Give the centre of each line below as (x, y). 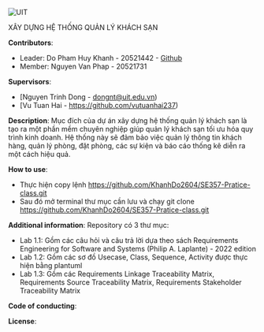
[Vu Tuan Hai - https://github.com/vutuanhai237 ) (99, 105)
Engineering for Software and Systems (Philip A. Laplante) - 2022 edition (138, 249)
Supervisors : (30, 82)
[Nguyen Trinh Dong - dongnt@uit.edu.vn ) (88, 97)
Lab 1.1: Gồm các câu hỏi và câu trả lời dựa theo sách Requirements (129, 240)
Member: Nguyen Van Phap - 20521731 (83, 66)
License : (22, 321)
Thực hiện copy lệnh (53, 185)
